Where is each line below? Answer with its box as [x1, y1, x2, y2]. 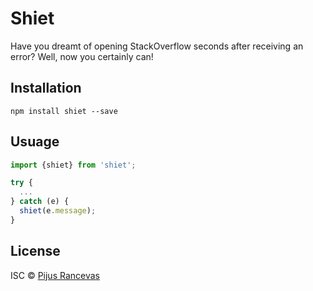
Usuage [10, 133, 60, 151]
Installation [10, 80, 82, 97]
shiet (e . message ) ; [19, 206, 97, 216]
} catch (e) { [10, 197, 70, 207]
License [10, 243, 61, 260]
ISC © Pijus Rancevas [10, 269, 100, 281]
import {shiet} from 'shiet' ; [10, 160, 137, 170]
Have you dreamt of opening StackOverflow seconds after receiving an [10, 40, 304, 52]
